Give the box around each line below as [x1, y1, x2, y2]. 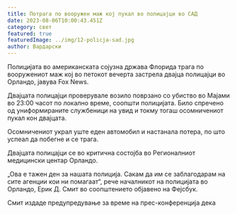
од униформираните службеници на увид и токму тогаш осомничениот [7, 107, 224, 114]
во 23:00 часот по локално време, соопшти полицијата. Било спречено [7, 99, 224, 107]
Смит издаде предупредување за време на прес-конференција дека [7, 198, 216, 207]
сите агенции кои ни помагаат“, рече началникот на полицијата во [7, 177, 209, 186]
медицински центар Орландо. [7, 156, 98, 165]
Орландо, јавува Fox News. [7, 78, 89, 85]
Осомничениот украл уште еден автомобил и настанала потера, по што [7, 128, 225, 136]
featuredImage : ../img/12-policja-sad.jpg [7, 37, 134, 44]
